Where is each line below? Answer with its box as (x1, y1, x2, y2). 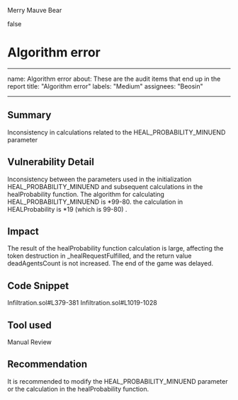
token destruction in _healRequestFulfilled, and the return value (7, 251, 193, 261)
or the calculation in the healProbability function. (7, 384, 149, 393)
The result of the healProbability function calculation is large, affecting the (7, 244, 224, 253)
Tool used (7, 319, 52, 331)
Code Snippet (7, 280, 69, 292)
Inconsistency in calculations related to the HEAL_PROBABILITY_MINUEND (7, 127, 226, 137)
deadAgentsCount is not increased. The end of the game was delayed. (7, 259, 214, 268)
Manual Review (7, 338, 52, 346)
